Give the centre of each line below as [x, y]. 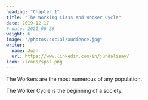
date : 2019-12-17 [28, 23]
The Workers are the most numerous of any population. [74, 79]
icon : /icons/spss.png [34, 62]
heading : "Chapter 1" [33, 12]
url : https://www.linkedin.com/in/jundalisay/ [70, 56]
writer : [16, 46]
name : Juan [25, 51]
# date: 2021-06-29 [30, 28]
